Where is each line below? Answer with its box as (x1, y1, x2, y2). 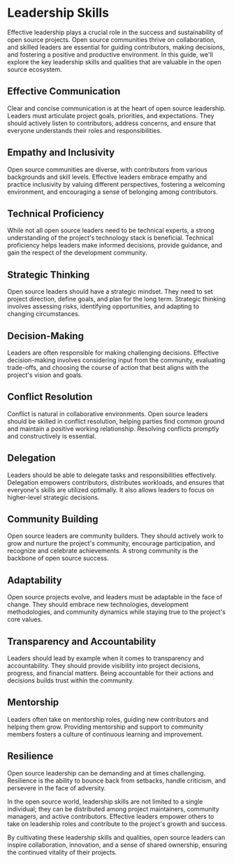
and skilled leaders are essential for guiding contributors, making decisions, (7, 43, 225, 51)
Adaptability (7, 574, 62, 586)
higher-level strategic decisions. (7, 493, 100, 501)
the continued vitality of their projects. (7, 848, 117, 856)
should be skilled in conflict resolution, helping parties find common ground (7, 417, 225, 425)
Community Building (7, 513, 98, 525)
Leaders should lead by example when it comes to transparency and (7, 654, 205, 662)
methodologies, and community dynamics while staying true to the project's (7, 608, 226, 616)
